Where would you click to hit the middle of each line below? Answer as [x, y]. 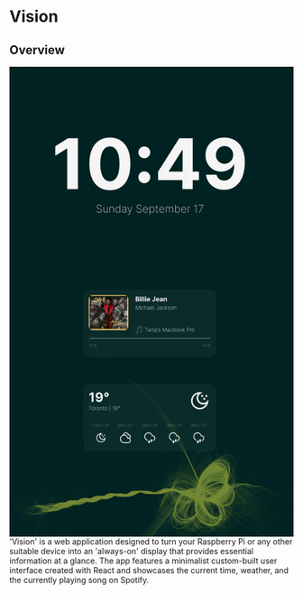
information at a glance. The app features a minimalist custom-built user [143, 561]
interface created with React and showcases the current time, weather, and [149, 570]
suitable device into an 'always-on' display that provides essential [132, 551]
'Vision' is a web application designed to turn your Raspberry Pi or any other [151, 541]
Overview [37, 50]
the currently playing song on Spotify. [79, 580]
